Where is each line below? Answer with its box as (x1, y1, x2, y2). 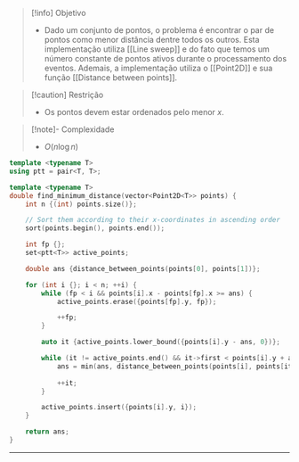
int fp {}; (25, 240, 66, 249)
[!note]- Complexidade (30, 124, 115, 135)
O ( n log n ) (44, 142, 78, 152)
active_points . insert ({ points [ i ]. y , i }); (41, 403, 198, 412)
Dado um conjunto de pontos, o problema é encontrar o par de (44, 25, 274, 35)
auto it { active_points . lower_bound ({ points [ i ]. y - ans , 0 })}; (41, 338, 280, 347)
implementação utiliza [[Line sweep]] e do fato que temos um (44, 44, 270, 54)
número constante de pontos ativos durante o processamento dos (44, 54, 287, 63)
